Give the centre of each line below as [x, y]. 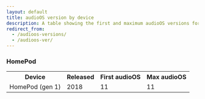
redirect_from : [26, 29]
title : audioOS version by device [50, 18]
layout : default [27, 12]
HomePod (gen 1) [35, 87]
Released [81, 77]
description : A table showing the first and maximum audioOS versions [98, 23]
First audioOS [120, 77]
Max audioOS [166, 77]
